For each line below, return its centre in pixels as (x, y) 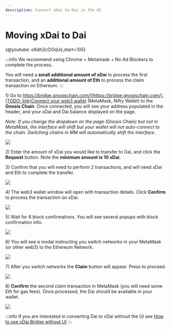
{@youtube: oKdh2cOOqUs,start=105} (45, 49)
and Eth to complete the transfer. (40, 172)
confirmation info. (24, 222)
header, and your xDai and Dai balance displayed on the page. (71, 111)
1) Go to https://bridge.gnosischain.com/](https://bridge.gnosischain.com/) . (85, 95)
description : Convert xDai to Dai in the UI (53, 10)
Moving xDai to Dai (46, 35)
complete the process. (29, 65)
